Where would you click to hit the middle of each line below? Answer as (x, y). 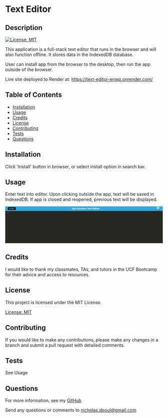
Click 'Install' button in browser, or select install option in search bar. (75, 166)
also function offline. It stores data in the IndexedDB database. (69, 54)
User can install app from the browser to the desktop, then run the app (78, 64)
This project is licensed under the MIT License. (53, 302)
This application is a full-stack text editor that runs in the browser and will (81, 49)
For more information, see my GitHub (43, 401)
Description (24, 28)
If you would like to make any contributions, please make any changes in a (82, 340)
